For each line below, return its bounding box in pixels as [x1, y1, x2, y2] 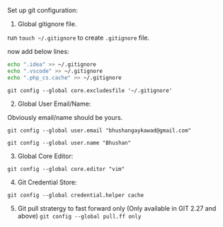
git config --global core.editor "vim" [7, 165, 125, 172]
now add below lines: [7, 48, 69, 55]
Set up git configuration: [7, 6, 78, 14]
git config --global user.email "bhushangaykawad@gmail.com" [7, 127, 192, 134]
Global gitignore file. [17, 20, 77, 28]
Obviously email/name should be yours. [7, 113, 123, 121]
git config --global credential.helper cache [7, 192, 144, 199]
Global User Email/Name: [17, 99, 91, 108]
